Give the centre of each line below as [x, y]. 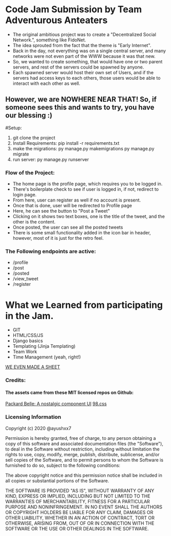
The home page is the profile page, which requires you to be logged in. [88, 184]
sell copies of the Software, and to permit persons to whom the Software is [84, 460]
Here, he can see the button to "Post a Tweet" [61, 211]
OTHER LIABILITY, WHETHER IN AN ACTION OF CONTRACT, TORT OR [80, 518]
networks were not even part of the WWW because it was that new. [84, 56]
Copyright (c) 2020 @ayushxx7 [38, 428]
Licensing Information [33, 417]
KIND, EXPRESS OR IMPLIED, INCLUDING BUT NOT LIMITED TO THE [78, 496]
